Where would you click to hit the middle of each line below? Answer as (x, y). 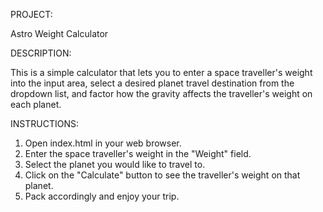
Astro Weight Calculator (59, 33)
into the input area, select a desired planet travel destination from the (152, 83)
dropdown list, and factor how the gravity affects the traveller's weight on (161, 93)
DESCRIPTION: (41, 53)
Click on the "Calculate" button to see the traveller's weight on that (162, 175)
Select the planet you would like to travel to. (115, 164)
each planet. (36, 104)
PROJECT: (31, 14)
